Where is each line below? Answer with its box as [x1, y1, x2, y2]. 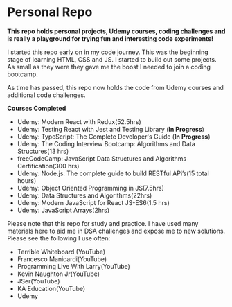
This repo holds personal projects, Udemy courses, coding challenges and [7, 27, 226, 35]
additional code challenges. [7, 91, 86, 99]
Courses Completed [7, 104, 66, 112]
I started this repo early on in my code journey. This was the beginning [7, 48, 209, 56]
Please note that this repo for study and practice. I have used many [7, 219, 199, 227]
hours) [17, 176, 37, 184]
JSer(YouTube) [17, 277, 60, 285]
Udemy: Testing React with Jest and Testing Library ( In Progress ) [17, 125, 204, 133]
